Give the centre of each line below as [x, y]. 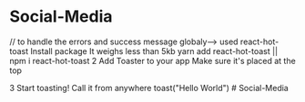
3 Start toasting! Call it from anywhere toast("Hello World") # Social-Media [149, 88]
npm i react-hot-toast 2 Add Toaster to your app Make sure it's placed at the [152, 60]
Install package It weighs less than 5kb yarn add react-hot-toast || [154, 51]
